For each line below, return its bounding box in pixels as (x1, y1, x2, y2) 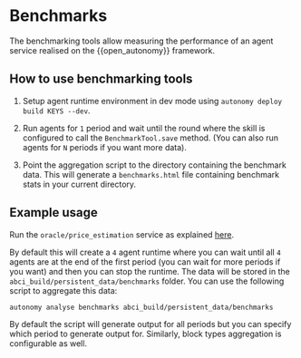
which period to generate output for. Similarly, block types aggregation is (9, 328, 282, 340)
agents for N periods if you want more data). (22, 141, 188, 152)
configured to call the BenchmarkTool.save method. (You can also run (22, 132, 279, 143)
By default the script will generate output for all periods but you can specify (9, 319, 292, 330)
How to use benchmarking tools (9, 72, 193, 87)
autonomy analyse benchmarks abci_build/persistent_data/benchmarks (9, 303, 274, 312)
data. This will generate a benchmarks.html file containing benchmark (22, 169, 279, 179)
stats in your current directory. (22, 179, 137, 189)
